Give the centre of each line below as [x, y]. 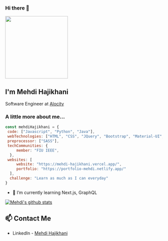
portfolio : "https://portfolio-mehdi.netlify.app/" [71, 169]
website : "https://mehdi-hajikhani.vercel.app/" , [69, 164]
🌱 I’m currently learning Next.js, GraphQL [55, 192]
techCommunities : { [28, 145]
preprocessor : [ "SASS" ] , [33, 141]
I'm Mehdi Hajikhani [37, 92]
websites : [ [20, 159]
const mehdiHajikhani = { [32, 127]
